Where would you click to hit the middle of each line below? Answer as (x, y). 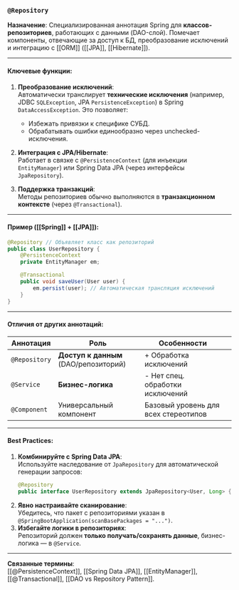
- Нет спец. (165, 375)
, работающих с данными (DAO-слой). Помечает (126, 33)
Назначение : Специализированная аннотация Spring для (95, 25)
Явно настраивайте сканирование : (72, 505)
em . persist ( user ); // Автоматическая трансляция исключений (124, 288)
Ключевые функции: (40, 71)
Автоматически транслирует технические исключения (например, (121, 94)
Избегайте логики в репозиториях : (72, 528)
